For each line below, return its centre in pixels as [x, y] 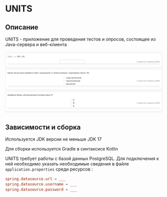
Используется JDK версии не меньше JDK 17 [53, 139]
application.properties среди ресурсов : [49, 169]
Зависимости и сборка [43, 127]
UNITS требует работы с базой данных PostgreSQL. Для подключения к [82, 158]
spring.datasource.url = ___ [35, 179]
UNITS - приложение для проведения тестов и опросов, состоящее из [80, 39]
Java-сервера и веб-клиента [36, 44]
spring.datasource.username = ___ [41, 184]
